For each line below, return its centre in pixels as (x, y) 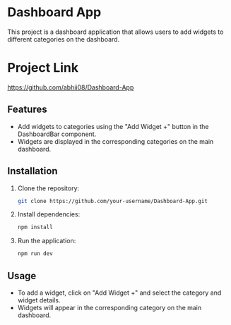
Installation (32, 171)
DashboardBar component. (57, 134)
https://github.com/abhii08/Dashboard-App (71, 87)
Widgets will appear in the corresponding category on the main (109, 307)
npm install (35, 227)
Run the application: (47, 241)
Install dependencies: (49, 214)
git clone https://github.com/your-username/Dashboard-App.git (113, 201)
